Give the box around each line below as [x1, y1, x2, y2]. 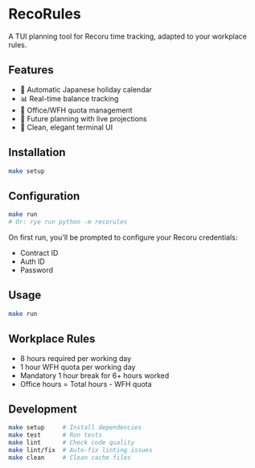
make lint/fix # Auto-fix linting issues [8, 445, 153, 454]
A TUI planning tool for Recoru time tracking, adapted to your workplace [8, 31, 248, 41]
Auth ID [19, 257, 46, 266]
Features [8, 64, 54, 77]
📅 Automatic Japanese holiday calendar [19, 84, 153, 94]
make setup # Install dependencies [8, 424, 142, 432]
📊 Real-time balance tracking [19, 93, 119, 103]
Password [19, 265, 54, 274]
